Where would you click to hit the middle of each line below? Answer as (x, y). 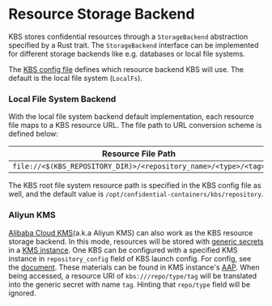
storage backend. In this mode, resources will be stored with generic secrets (136, 241)
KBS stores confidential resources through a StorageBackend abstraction (128, 36)
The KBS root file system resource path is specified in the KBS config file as (135, 185)
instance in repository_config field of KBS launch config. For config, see (130, 258)
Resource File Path (139, 154)
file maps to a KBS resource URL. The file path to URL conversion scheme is (135, 125)
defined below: (34, 134)
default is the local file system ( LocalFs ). (76, 78)
